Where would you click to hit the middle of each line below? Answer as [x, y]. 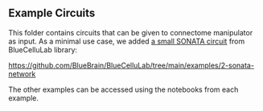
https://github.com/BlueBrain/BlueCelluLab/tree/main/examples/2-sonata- [131, 65]
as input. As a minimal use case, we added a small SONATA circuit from [127, 41]
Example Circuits [52, 13]
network [22, 74]
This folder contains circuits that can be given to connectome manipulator [131, 32]
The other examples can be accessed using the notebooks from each [123, 89]
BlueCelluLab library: [43, 49]
